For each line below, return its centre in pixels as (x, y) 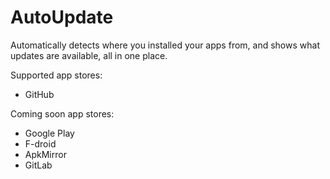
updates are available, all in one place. (89, 55)
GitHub (39, 94)
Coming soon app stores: (62, 113)
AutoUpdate (62, 17)
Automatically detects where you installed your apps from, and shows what (165, 45)
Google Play (49, 133)
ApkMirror (45, 154)
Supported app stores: (56, 75)
